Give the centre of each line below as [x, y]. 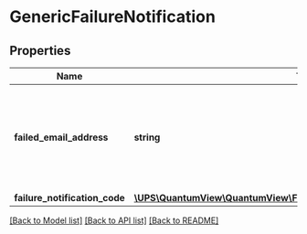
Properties [40, 51]
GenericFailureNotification [113, 17]
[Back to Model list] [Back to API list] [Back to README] [114, 220]
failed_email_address [61, 137]
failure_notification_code [69, 198]
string [147, 137]
